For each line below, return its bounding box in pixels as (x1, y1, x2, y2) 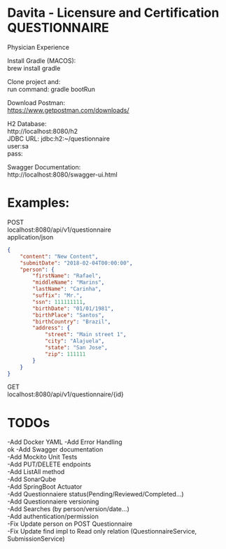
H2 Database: (7, 119, 47, 127)
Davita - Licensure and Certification (7, 5, 220, 21)
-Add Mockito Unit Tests (7, 453, 78, 461)
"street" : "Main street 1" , (44, 331, 127, 338)
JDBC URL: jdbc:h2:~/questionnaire (7, 134, 111, 143)
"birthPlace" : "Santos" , (32, 312, 105, 319)
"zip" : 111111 (44, 350, 86, 358)
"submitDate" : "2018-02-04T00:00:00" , (20, 259, 133, 267)
